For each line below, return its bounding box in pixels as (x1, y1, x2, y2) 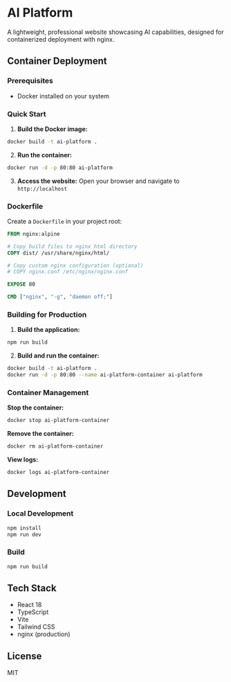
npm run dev (7, 531, 41, 538)
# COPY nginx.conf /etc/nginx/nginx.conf (7, 268, 129, 275)
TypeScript (17, 608, 49, 616)
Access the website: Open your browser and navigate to (17, 177, 180, 185)
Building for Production (7, 310, 87, 320)
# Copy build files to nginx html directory (7, 243, 138, 250)
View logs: (7, 455, 39, 464)
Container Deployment (7, 55, 107, 67)
